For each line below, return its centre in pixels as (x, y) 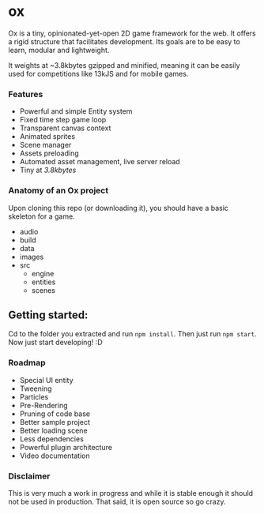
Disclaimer (29, 476)
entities (43, 282)
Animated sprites (47, 137)
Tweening (36, 388)
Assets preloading (49, 153)
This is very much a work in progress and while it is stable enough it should (131, 493)
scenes (43, 290)
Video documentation (55, 456)
